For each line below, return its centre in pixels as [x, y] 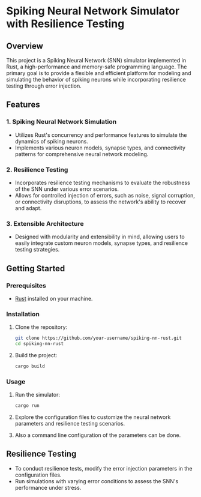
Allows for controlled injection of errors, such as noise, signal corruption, [105, 195]
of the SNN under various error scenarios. [67, 189]
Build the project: [36, 355]
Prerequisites [26, 285]
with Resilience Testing [65, 24]
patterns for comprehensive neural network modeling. [82, 154]
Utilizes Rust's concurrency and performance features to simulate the [101, 135]
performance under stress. [48, 487]
